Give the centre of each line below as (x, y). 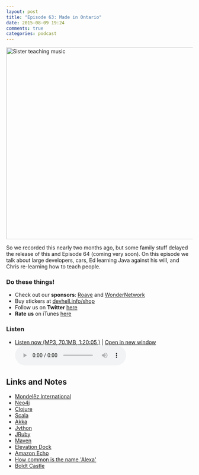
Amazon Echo (32, 453)
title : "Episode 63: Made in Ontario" (54, 17)
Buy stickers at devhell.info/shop (55, 301)
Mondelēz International (43, 396)
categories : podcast (32, 34)
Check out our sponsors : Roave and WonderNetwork (80, 295)
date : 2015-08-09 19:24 (36, 23)
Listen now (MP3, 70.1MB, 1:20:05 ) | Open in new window (85, 342)
